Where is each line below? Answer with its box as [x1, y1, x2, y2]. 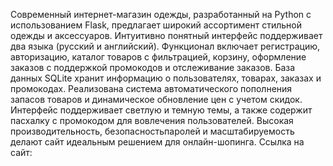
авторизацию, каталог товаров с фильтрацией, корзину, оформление [10, 51, 307, 63]
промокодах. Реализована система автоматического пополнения [10, 83, 293, 94]
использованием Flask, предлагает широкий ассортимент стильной [10, 19, 302, 31]
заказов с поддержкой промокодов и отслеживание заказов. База [10, 62, 296, 73]
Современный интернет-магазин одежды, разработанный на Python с [10, 9, 312, 20]
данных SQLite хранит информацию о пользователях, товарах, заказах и [10, 72, 322, 84]
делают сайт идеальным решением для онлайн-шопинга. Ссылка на [10, 136, 305, 148]
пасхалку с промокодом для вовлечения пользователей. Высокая [10, 115, 294, 126]
